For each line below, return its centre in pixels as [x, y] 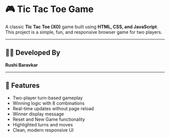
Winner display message [38, 114]
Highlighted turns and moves [43, 124]
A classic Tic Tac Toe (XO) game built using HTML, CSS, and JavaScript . [82, 27]
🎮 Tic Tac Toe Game [50, 9]
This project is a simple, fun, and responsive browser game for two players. [84, 32]
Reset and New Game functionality [49, 119]
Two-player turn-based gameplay [48, 98]
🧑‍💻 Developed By [33, 53]
